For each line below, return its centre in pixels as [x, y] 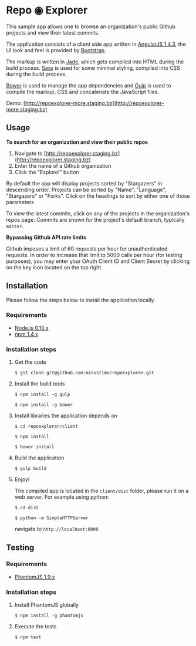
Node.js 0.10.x [31, 328]
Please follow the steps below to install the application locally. [81, 300]
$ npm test [28, 637]
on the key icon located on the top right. [54, 267]
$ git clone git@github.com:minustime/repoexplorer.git [84, 373]
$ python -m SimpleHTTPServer [52, 518]
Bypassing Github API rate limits [46, 237]
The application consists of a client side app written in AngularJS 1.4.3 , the [96, 44]
